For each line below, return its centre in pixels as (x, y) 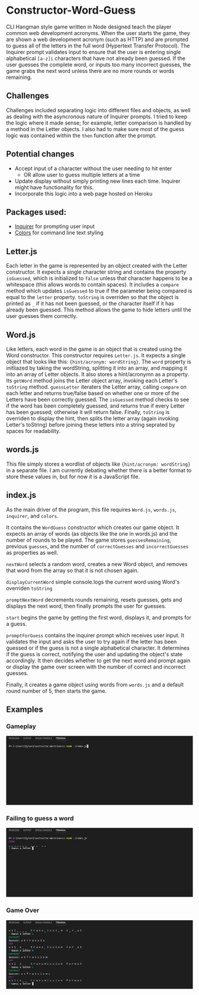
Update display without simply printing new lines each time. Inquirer (97, 181)
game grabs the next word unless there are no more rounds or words (90, 71)
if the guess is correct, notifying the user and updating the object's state (94, 654)
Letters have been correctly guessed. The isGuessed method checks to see (98, 399)
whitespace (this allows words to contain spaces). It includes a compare (93, 285)
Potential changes (40, 154)
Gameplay (21, 726)
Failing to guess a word (40, 818)
